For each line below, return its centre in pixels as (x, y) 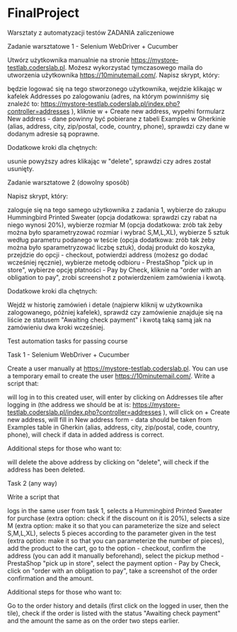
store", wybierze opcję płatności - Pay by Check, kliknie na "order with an (114, 269)
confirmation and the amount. (51, 578)
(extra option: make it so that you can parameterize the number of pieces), (116, 540)
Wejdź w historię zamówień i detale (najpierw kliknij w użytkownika (105, 305)
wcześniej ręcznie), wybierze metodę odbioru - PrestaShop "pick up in (110, 262)
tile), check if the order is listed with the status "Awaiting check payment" (114, 613)
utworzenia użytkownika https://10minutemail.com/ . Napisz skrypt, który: (114, 75)
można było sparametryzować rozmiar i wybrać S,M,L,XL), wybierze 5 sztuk (118, 232)
